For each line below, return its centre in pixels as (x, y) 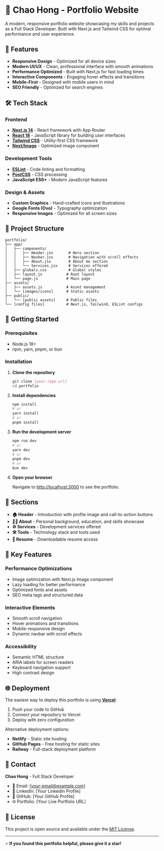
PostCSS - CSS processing (40, 174)
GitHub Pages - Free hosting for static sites (56, 744)
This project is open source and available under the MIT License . (70, 829)
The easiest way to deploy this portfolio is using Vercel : (61, 700)
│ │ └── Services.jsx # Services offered (57, 266)
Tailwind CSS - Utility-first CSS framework (55, 141)
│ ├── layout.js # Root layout (50, 274)
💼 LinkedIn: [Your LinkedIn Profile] (46, 791)
